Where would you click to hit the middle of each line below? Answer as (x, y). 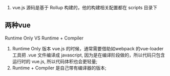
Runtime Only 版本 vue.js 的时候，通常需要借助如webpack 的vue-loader (88, 48)
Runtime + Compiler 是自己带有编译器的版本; (59, 68)
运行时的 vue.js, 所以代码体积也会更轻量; (55, 61)
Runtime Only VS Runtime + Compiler (44, 38)
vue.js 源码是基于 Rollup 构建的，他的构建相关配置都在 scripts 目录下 (85, 7)
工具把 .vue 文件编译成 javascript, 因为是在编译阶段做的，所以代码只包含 (88, 55)
